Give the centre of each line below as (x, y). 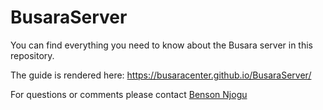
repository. (32, 55)
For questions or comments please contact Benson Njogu (129, 94)
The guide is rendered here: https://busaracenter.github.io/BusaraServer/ (161, 75)
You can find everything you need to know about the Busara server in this (162, 45)
